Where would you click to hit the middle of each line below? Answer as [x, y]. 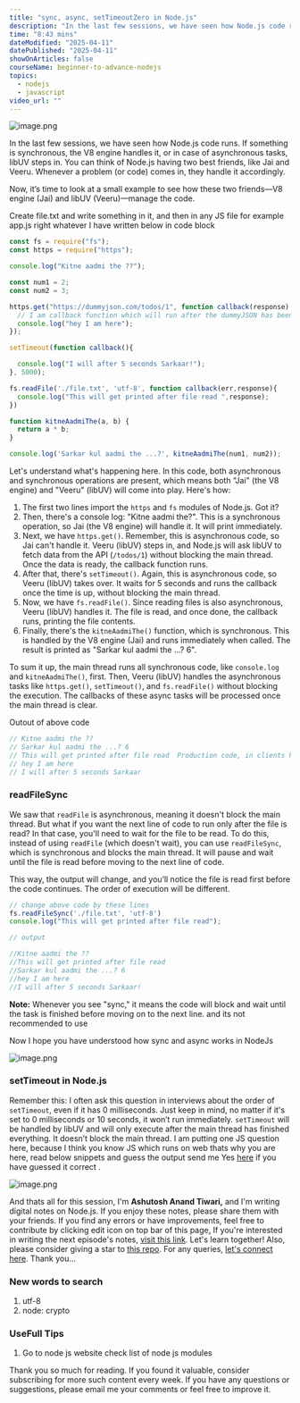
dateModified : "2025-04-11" [62, 42]
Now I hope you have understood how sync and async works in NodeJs [142, 1040]
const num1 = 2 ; [39, 282]
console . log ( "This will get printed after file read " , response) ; [143, 397]
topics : [24, 76]
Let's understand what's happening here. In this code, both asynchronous [145, 471]
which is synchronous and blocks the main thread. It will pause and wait [142, 852]
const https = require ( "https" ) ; [71, 250]
